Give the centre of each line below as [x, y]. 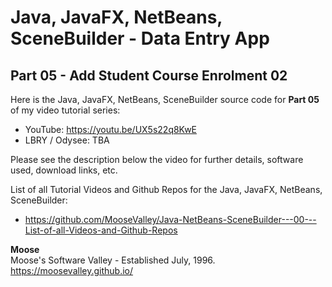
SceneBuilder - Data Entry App [140, 38]
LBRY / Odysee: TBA [67, 140]
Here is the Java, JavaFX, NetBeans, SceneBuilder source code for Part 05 [165, 99]
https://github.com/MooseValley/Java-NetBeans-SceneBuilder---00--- [170, 219]
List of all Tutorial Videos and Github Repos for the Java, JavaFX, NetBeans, [166, 189]
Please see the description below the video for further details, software [157, 159]
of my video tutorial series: [65, 110]
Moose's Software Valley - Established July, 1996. [113, 260]
